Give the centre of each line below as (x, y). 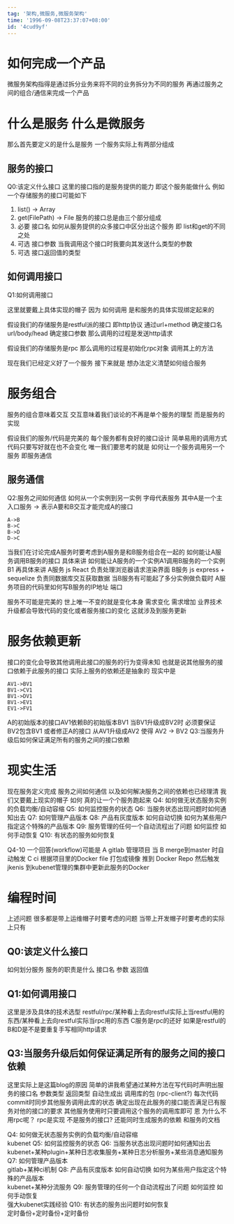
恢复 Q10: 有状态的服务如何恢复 (71, 835)
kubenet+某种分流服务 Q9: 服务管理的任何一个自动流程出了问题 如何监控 (111, 1187)
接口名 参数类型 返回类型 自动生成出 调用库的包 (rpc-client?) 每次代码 (119, 1093)
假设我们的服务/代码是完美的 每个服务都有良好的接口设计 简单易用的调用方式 (117, 438)
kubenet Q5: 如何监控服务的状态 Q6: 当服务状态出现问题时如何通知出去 (109, 1143)
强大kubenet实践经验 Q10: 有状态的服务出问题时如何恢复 (88, 1204)
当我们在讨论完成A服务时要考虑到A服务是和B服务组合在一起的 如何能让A (111, 552)
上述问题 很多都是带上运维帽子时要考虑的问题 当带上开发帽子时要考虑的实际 (116, 919)
